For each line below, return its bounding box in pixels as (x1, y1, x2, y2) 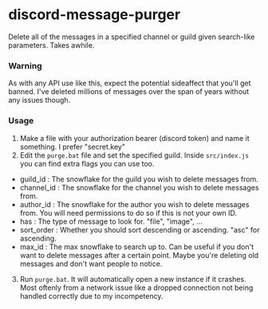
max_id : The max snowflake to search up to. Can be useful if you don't (19, 241, 254, 252)
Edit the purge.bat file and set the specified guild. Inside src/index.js (19, 150, 250, 160)
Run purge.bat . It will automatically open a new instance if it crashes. (19, 274, 246, 284)
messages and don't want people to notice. (19, 259, 163, 268)
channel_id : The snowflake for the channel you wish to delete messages (19, 182, 259, 192)
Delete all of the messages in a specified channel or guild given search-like (8, 32, 255, 41)
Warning (8, 60, 42, 71)
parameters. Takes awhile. (8, 40, 95, 49)
